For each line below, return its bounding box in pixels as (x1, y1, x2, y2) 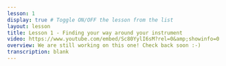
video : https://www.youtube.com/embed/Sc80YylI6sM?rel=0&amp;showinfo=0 (7, 36, 220, 43)
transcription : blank (7, 49, 69, 56)
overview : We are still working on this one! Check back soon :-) (7, 42, 201, 49)
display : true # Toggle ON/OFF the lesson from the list (7, 16, 174, 23)
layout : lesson (7, 23, 51, 30)
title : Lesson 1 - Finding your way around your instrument (7, 29, 183, 36)
